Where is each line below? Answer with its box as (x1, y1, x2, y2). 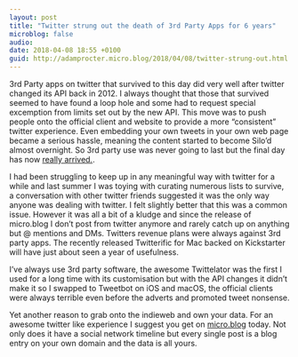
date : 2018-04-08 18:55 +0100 (9, 46, 122, 55)
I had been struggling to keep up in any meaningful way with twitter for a (9, 171, 276, 182)
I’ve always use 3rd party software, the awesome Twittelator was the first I (9, 264, 283, 274)
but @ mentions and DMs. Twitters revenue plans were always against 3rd (9, 228, 281, 238)
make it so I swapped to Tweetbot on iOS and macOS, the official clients (9, 283, 274, 293)
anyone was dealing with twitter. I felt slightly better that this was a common (9, 200, 287, 210)
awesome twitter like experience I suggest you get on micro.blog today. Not (9, 319, 286, 329)
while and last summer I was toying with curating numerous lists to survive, (9, 181, 285, 191)
